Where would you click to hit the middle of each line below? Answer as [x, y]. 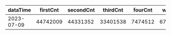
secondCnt [81, 10]
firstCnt [50, 10]
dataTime [20, 10]
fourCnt [143, 10]
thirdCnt [113, 10]
